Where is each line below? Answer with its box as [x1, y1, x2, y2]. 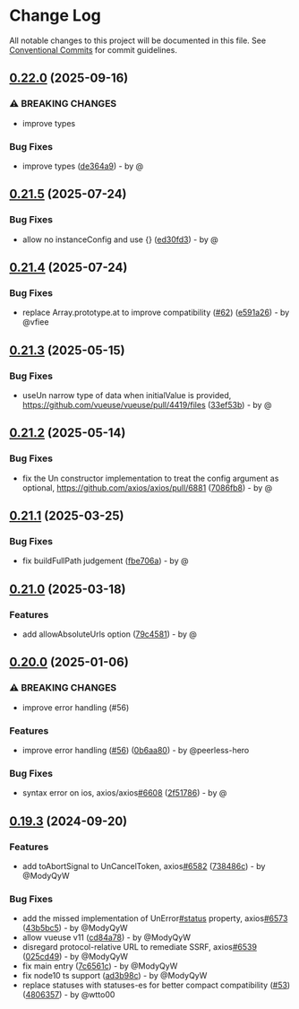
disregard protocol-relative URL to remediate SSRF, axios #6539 [21, 942, 258, 952]
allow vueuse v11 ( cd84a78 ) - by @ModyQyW [21, 932, 191, 943]
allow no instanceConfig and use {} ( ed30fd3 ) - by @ [21, 234, 219, 245]
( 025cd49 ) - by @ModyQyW [21, 952, 128, 962]
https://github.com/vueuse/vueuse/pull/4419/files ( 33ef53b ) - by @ [21, 399, 272, 410]
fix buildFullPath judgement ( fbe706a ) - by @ [21, 555, 189, 566]
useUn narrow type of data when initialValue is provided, [21, 389, 232, 400]
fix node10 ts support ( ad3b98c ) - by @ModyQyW [21, 970, 208, 981]
